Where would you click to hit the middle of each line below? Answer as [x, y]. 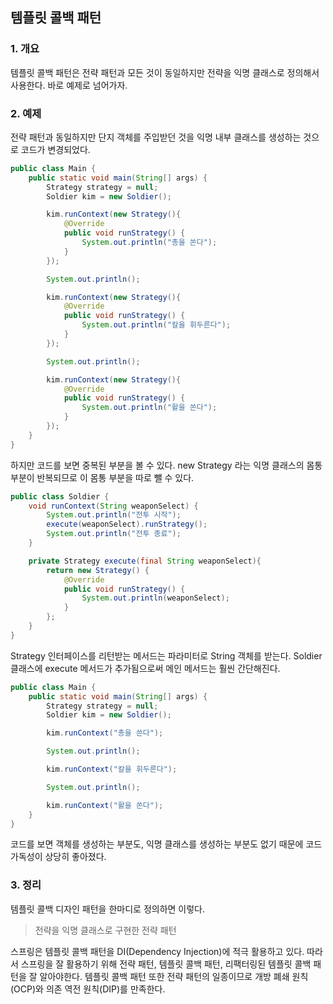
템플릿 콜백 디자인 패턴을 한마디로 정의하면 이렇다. [108, 909]
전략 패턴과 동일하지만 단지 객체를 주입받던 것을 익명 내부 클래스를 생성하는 [156, 137]
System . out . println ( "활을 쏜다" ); [149, 408]
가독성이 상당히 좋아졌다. [58, 857]
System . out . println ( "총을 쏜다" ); [149, 243]
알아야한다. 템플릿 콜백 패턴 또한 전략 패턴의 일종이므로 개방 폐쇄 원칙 [174, 976]
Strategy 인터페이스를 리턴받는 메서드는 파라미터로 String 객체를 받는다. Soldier [166, 655]
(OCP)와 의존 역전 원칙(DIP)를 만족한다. [88, 989]
